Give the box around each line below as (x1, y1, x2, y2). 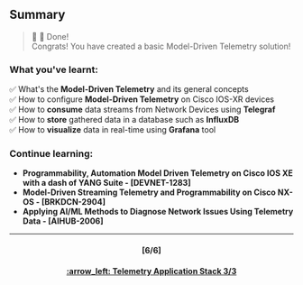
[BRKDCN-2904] (41, 197, 106, 207)
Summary (9, 7, 66, 23)
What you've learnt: (9, 63, 99, 76)
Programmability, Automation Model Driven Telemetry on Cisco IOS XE (22, 168, 293, 179)
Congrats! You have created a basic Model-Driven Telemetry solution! (31, 41, 291, 51)
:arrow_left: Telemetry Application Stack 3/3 (66, 265, 237, 276)
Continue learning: (9, 148, 93, 161)
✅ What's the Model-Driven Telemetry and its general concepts (9, 84, 250, 95)
